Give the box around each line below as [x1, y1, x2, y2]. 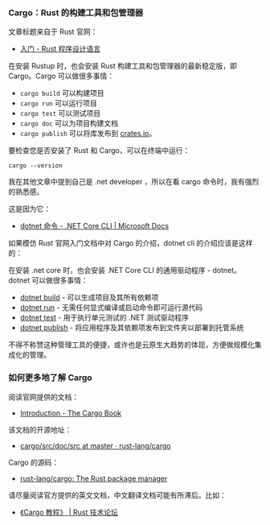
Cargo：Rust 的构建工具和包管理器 [8, 6, 144, 18]
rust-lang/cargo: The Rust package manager [19, 473, 168, 483]
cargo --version [8, 162, 63, 170]
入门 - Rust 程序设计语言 [19, 44, 101, 54]
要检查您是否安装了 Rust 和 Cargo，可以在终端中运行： [8, 146, 190, 155]
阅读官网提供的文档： [8, 392, 79, 402]
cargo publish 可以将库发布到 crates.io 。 [19, 129, 157, 138]
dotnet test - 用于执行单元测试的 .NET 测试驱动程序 [19, 312, 190, 323]
